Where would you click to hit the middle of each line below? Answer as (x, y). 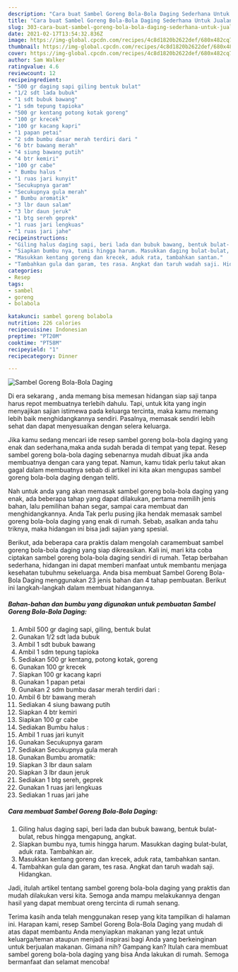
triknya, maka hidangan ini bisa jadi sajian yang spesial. (88, 529)
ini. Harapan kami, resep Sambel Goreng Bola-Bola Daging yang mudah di (115, 925)
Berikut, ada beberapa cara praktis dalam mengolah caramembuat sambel (116, 543)
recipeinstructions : (38, 238)
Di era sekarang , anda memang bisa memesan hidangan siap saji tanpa (113, 396)
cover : (18, 54)
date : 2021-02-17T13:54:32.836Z (55, 34)
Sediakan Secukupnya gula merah (68, 750)
